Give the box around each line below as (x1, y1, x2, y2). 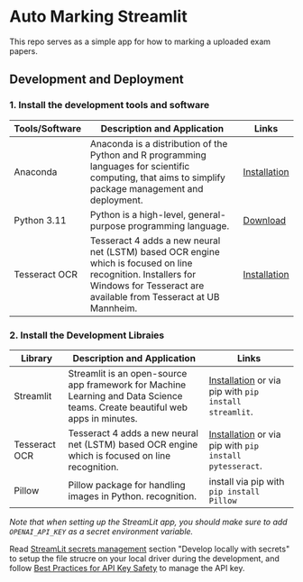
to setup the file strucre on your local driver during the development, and (9, 552, 280, 564)
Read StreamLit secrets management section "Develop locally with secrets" (9, 543, 290, 554)
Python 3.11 (14, 214, 67, 226)
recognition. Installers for (89, 268, 197, 280)
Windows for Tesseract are (89, 279, 205, 292)
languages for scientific (89, 159, 190, 172)
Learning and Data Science (68, 389, 183, 402)
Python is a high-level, (89, 208, 187, 221)
